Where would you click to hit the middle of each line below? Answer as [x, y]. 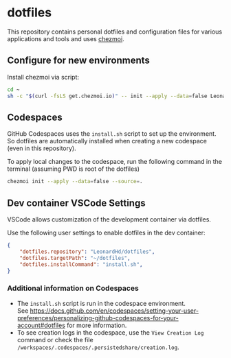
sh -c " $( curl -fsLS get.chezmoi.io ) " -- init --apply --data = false [107, 96]
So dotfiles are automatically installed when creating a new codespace [107, 141]
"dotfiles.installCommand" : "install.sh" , [81, 264]
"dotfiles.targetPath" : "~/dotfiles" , [75, 258]
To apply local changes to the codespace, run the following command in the [114, 162]
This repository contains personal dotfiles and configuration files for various [114, 32]
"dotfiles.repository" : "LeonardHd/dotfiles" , [87, 252]
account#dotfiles [41, 325]
